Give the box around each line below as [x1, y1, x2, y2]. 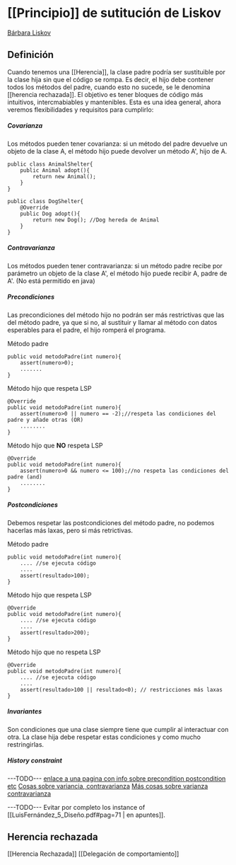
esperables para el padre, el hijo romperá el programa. [7, 326, 166, 334]
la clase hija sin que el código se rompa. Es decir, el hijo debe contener [7, 75, 214, 84]
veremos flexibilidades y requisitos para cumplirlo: [7, 105, 154, 114]
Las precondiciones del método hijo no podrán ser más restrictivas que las [7, 310, 225, 319]
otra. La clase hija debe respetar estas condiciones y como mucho [7, 733, 201, 741]
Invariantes [7, 707, 42, 716]
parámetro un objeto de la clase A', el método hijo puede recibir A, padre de [7, 269, 228, 277]
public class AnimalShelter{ [7, 161, 93, 168]
